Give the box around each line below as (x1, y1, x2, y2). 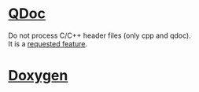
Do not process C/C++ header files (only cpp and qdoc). (8, 31, 191, 40)
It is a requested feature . (8, 39, 88, 48)
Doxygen (8, 67, 68, 85)
